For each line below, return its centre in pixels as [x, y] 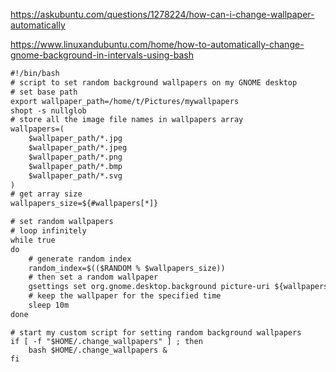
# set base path [44, 92]
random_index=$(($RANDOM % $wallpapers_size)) [127, 268]
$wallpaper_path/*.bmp [75, 166]
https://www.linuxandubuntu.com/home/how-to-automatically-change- [157, 44]
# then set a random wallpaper [93, 277]
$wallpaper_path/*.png [75, 157]
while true [33, 240]
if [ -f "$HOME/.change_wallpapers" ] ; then [106, 341]
